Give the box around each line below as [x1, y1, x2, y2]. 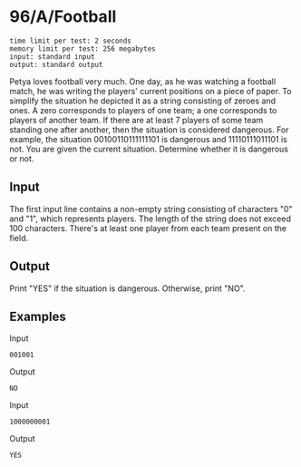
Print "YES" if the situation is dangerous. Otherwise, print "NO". [9, 283, 247, 294]
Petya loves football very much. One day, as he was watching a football [9, 75, 277, 87]
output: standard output [9, 60, 103, 69]
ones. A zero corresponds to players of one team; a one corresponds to [9, 104, 277, 115]
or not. [9, 152, 34, 164]
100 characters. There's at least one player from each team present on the [9, 222, 287, 233]
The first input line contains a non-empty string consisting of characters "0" [9, 203, 293, 214]
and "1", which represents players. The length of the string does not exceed [9, 213, 292, 224]
